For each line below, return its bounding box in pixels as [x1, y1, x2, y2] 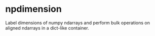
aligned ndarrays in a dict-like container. [5, 25, 90, 31]
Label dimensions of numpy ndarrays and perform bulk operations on [5, 20, 150, 26]
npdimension [5, 3, 62, 15]
